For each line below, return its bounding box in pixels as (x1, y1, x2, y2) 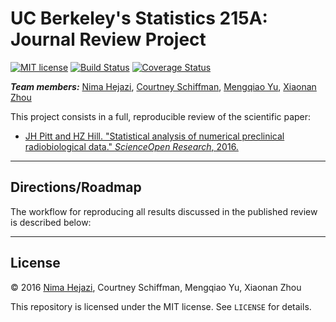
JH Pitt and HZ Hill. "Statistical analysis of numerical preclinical (24, 130, 285, 142)
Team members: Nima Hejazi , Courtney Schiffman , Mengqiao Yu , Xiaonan (10, 80, 317, 92)
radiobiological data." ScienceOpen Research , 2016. (24, 140, 239, 152)
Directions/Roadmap (10, 179, 142, 196)
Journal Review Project (10, 28, 207, 51)
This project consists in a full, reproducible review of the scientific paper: (10, 110, 312, 122)
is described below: (10, 216, 92, 228)
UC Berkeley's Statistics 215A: (10, 7, 268, 30)
